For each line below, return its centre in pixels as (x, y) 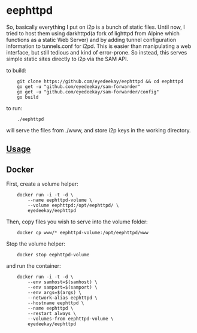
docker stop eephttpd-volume (53, 255)
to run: (14, 108)
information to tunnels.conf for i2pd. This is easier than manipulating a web (99, 46)
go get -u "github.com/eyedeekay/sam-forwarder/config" (88, 92)
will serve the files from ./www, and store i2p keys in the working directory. (99, 130)
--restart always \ (52, 314)
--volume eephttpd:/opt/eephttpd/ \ (73, 205)
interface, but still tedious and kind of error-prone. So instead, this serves (97, 52)
